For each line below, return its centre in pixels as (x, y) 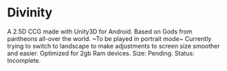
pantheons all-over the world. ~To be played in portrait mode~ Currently (109, 38)
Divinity (30, 13)
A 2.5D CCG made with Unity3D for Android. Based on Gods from (100, 31)
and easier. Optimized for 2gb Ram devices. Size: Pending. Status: (101, 53)
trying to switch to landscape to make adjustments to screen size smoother (113, 46)
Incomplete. (24, 60)
